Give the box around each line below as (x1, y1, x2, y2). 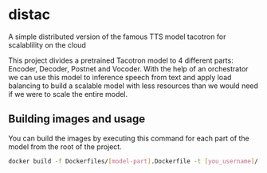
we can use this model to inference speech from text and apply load (8, 72, 232, 82)
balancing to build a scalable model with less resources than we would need (8, 81, 259, 90)
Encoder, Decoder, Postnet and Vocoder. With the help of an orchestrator (8, 63, 249, 73)
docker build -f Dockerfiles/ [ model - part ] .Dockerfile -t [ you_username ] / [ (8, 157, 262, 165)
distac (8, 6, 51, 24)
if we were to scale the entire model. (8, 89, 128, 98)
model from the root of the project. (8, 141, 122, 152)
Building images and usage (8, 113, 146, 126)
